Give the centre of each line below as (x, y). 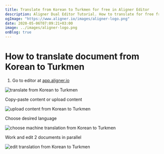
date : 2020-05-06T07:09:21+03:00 (39, 23)
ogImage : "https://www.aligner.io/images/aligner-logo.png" (68, 19)
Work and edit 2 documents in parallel (43, 137)
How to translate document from (72, 56)
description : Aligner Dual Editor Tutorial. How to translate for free (79, 14)
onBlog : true (18, 32)
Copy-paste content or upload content (44, 99)
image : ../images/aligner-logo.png (41, 28)
